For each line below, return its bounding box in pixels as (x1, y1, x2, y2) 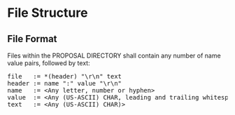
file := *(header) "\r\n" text (7, 72, 122, 80)
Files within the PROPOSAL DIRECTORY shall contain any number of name (7, 51, 222, 60)
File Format (7, 33, 57, 45)
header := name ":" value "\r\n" (7, 79, 122, 87)
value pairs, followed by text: (7, 59, 90, 67)
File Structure (7, 5, 88, 21)
